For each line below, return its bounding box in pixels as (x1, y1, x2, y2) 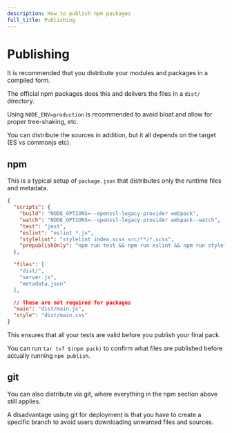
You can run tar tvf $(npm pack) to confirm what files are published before (7, 344, 223, 352)
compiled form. (7, 77, 50, 85)
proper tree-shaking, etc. (7, 118, 79, 126)
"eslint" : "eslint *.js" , (19, 229, 95, 236)
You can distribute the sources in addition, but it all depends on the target (7, 131, 216, 139)
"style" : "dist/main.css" (13, 312, 88, 319)
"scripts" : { (13, 204, 51, 211)
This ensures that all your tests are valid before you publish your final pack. (7, 331, 221, 339)
